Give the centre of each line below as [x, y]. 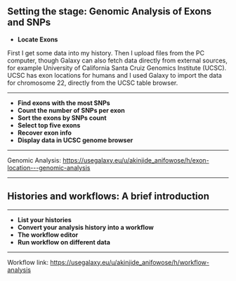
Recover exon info [45, 132]
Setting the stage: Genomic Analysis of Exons [110, 12]
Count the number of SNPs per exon [71, 110]
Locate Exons [38, 39]
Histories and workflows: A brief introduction [108, 197]
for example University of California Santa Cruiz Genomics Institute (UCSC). [117, 68]
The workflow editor [48, 235]
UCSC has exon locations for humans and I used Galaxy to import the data [115, 75]
